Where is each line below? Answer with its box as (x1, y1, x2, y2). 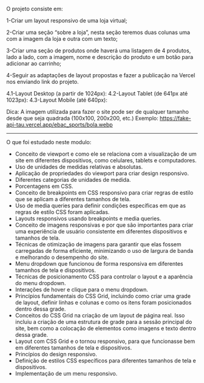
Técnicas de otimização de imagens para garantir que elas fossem (15, 241, 182, 248)
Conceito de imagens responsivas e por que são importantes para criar (15, 221, 194, 229)
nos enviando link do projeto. (6, 78, 79, 85)
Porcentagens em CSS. (15, 182, 73, 190)
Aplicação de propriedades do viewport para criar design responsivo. (15, 170, 189, 177)
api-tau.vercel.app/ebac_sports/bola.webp (6, 121, 114, 128)
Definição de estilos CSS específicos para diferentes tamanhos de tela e (15, 357, 196, 364)
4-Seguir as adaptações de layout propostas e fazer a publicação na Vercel (6, 72, 195, 78)
